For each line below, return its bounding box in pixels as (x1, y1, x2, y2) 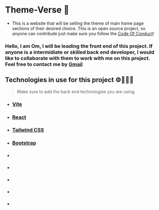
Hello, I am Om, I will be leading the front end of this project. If (5, 43, 153, 49)
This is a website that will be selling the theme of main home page (12, 20, 144, 26)
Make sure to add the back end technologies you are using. (16, 89, 136, 94)
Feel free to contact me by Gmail (5, 60, 83, 67)
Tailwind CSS (12, 127, 45, 134)
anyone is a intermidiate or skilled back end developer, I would (5, 48, 155, 55)
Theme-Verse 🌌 (5, 4, 69, 15)
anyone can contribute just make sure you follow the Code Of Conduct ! (12, 30, 154, 36)
